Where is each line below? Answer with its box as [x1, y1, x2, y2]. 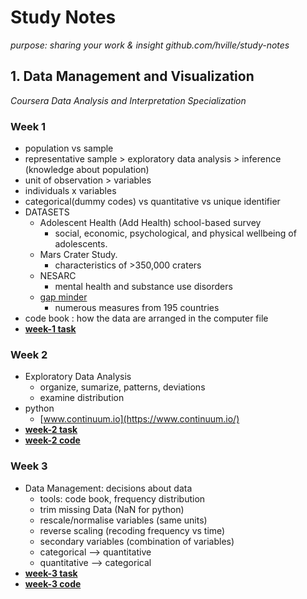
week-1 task [24, 323, 77, 335]
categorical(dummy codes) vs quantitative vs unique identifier [24, 196, 281, 208]
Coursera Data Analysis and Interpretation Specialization [10, 94, 247, 106]
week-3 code [24, 577, 82, 590]
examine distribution [39, 392, 125, 404]
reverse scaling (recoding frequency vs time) [39, 524, 226, 536]
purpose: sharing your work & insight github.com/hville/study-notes [10, 39, 290, 51]
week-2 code [24, 434, 81, 446]
